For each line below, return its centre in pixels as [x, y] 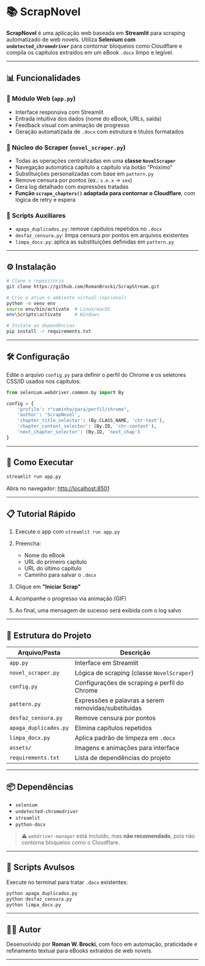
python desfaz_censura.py [39, 899]
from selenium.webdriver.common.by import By [65, 392]
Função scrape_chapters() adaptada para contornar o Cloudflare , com [105, 193]
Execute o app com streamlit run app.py [67, 532]
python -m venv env [31, 303]
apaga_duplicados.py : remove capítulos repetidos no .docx [88, 229]
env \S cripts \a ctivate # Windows [53, 315]
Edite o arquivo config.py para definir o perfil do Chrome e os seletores [96, 374]
